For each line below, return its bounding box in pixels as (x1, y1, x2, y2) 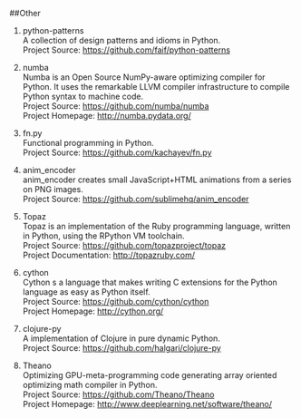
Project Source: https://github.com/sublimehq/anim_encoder (22, 194, 249, 204)
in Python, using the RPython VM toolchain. (22, 230, 185, 241)
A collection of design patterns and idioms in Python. (22, 35, 221, 45)
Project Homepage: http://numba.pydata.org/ (22, 111, 192, 121)
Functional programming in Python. (22, 138, 154, 148)
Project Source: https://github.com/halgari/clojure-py (22, 343, 222, 353)
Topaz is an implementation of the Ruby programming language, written (22, 221, 291, 231)
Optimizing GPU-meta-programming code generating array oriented (22, 370, 277, 380)
